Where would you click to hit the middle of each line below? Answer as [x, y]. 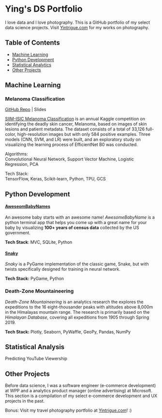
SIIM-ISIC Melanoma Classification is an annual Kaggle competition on [75, 119]
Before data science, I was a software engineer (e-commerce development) [81, 386]
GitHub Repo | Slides [26, 110]
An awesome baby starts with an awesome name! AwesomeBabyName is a [80, 217]
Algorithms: [16, 154]
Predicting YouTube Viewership [36, 359]
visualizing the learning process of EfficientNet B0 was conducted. [71, 145]
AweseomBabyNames [28, 207]
